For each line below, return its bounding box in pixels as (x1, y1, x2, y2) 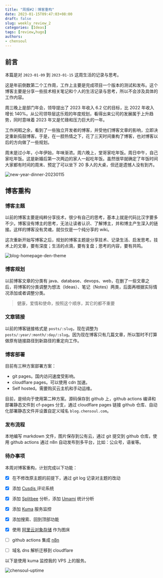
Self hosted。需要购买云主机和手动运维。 (12, 385, 95, 391)
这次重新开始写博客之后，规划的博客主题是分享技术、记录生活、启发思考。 (5, 237, 154, 243)
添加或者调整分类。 (9, 290, 48, 296)
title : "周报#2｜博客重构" (5, 7, 55, 12)
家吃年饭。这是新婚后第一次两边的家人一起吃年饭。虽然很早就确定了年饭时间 (5, 156, 158, 161)
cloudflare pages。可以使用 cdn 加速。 (12, 380, 90, 385)
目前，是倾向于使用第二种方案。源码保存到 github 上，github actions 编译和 (5, 396, 156, 402)
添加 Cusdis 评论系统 (12, 485, 54, 491)
